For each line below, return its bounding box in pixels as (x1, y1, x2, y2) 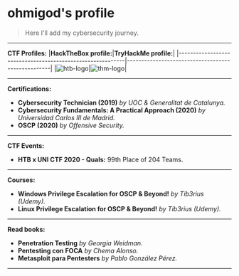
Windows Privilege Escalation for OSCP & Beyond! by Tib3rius (17, 189, 204, 198)
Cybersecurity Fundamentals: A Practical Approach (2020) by (17, 105, 206, 115)
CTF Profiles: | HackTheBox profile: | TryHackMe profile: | (7, 48, 176, 58)
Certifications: (7, 84, 52, 93)
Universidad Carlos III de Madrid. (17, 113, 115, 122)
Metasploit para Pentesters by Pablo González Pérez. (17, 254, 178, 262)
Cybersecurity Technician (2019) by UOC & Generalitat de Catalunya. (17, 98, 225, 107)
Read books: (7, 225, 46, 233)
